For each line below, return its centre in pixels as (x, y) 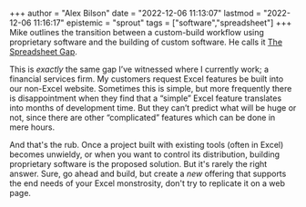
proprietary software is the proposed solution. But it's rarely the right (138, 164)
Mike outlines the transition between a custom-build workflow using (137, 32)
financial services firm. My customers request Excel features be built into (147, 79)
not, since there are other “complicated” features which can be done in (143, 118)
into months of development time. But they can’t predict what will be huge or (153, 108)
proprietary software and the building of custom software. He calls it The (146, 42)
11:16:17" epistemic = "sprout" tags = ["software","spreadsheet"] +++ (163, 23)
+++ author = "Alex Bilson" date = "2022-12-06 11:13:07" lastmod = (135, 13)
